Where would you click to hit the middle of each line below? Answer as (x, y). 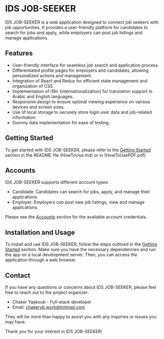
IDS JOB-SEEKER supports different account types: (57, 182)
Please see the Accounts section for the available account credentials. (76, 217)
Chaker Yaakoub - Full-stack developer (52, 302)
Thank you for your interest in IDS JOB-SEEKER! (54, 331)
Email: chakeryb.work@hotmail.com (48, 307)
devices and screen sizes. (39, 107)
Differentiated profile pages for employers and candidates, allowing (80, 70)
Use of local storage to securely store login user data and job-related (82, 112)
